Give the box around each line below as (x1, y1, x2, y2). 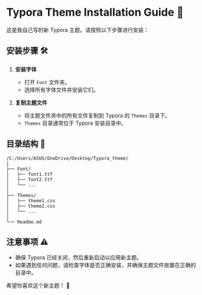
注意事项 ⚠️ (6, 236, 49, 247)
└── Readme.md (6, 219, 42, 225)
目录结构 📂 (6, 139, 45, 149)
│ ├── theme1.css (6, 197, 56, 204)
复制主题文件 (15, 99, 47, 106)
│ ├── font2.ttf (6, 176, 53, 182)
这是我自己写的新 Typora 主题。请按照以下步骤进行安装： (6, 26, 150, 33)
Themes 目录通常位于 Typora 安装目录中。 (24, 119, 127, 127)
